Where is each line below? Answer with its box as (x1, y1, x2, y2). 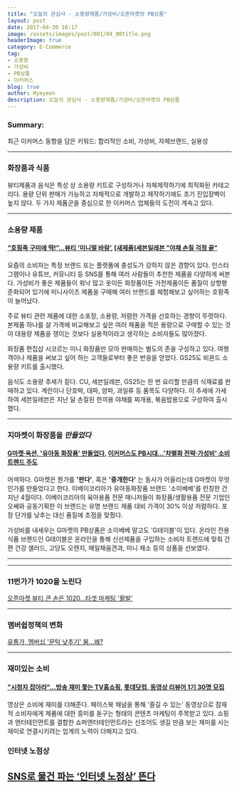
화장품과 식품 (7, 163, 50, 173)
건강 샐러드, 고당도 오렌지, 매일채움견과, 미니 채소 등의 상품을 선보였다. (14, 544, 210, 552)
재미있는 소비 (7, 664, 50, 674)
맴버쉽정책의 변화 (7, 620, 63, 630)
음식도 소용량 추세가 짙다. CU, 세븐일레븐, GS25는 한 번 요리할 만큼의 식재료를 (7, 377, 224, 386)
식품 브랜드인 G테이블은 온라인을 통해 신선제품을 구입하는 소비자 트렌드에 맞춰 (7, 534, 223, 543)
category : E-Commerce (7, 43, 72, 51)
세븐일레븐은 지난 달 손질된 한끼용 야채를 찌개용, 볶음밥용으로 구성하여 (20, 395, 215, 403)
